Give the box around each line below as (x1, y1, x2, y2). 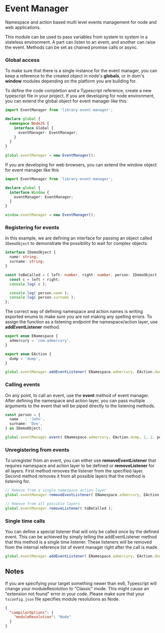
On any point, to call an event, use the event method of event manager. (5, 392, 149, 398)
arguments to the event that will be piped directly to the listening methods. (5, 403, 156, 409)
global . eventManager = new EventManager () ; (5, 153, 96, 158)
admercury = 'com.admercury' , (9, 338, 71, 343)
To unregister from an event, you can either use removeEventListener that (5, 457, 156, 464)
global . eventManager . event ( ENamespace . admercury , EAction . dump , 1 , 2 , (5, 435, 155, 440)
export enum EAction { (5, 351, 52, 356)
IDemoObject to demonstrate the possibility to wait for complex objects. (5, 240, 148, 246)
